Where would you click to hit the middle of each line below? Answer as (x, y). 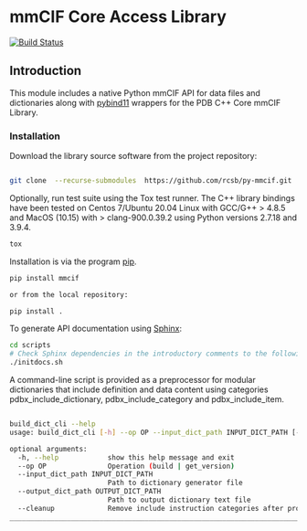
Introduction (46, 71)
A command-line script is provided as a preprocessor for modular (132, 380)
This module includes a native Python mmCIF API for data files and (135, 92)
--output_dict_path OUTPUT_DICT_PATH (90, 492)
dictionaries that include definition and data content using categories (139, 389)
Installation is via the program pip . (73, 261)
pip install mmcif (44, 278)
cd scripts (30, 345)
